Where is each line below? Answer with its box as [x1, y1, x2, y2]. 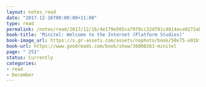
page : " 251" [6, 49, 40, 55]
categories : [6, 60, 37, 66]
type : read [6, 20, 34, 26]
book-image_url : [6, 37, 48, 43]
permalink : [6, 26, 34, 32]
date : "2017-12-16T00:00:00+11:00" [6, 15, 97, 21]
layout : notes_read [6, 9, 56, 15]
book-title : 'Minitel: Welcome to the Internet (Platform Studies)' [6, 32, 185, 38]
